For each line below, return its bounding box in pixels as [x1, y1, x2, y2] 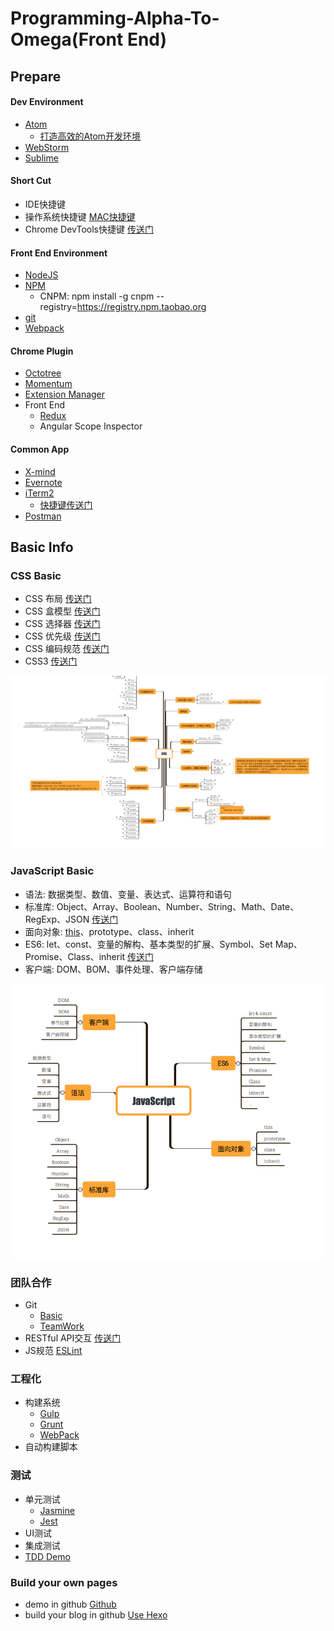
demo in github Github [24, 1598, 117, 1610]
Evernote [24, 476, 63, 488]
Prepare [10, 68, 62, 85]
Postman [24, 510, 62, 522]
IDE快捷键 [24, 198, 67, 210]
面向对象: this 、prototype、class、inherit [24, 925, 195, 937]
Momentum [24, 378, 73, 390]
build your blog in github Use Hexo [24, 1608, 168, 1621]
